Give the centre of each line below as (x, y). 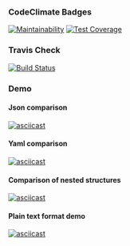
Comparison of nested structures (65, 179)
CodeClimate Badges (50, 12)
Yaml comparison (38, 143)
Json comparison (38, 107)
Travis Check (35, 50)
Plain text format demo (47, 216)
